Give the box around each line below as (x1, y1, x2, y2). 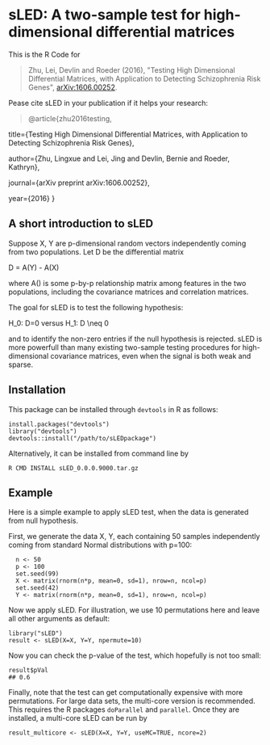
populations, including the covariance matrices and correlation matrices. (8, 287, 249, 297)
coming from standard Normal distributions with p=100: (8, 540, 193, 550)
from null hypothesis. (8, 516, 79, 526)
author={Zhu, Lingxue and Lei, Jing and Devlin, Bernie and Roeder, (8, 154, 231, 163)
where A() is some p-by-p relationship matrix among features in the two (8, 278, 247, 288)
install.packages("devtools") (8, 420, 110, 428)
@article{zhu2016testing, (27, 113, 113, 123)
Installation (8, 383, 66, 397)
